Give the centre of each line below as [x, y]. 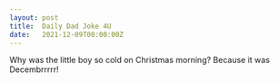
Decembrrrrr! [34, 69]
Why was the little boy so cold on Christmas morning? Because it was [140, 60]
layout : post [34, 18]
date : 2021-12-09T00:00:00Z [67, 34]
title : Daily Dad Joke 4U [60, 26]
